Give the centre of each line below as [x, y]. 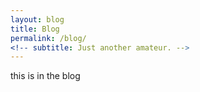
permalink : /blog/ [48, 38]
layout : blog [37, 19]
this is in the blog [45, 76]
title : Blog [35, 29]
